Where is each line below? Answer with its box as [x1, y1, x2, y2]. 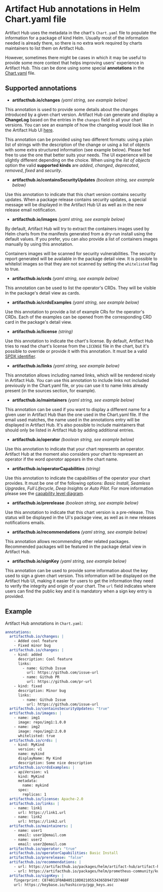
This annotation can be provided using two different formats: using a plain [5, 136, 153, 142]
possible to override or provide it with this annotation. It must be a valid [5, 348, 147, 354]
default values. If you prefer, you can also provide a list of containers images [5, 236, 158, 242]
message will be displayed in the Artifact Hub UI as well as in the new [5, 201, 144, 207]
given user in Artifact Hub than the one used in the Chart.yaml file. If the [5, 412, 149, 417]
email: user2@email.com [17, 842, 66, 846]
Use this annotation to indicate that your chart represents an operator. [5, 446, 145, 452]
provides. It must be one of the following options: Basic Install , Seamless [5, 480, 150, 486]
